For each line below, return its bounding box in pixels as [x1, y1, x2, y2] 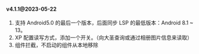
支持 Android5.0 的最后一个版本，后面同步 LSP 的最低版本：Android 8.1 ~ [14, 19, 194, 27]
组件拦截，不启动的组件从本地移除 [14, 42, 99, 49]
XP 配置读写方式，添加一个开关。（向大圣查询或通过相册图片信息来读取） [14, 34, 193, 42]
